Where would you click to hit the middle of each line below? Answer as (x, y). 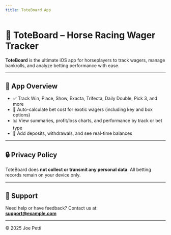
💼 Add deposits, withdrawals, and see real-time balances (72, 133)
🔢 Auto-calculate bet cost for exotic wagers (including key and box (82, 109)
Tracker (22, 46)
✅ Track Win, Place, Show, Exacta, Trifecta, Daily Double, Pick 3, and (85, 98)
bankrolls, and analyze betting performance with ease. (62, 65)
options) (21, 115)
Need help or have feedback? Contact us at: (51, 208)
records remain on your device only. (43, 175)
